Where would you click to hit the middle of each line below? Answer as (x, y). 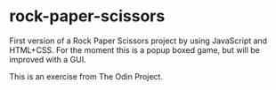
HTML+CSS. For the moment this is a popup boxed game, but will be (134, 49)
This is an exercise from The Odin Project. (86, 76)
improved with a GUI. (48, 59)
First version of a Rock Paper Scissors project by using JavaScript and (138, 41)
